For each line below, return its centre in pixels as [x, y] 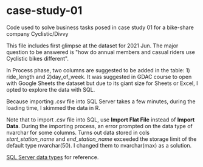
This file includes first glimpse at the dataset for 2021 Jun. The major [92, 46]
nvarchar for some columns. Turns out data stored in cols [78, 132]
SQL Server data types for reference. [53, 157]
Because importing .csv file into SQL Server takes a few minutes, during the [101, 101]
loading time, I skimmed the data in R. [53, 107]
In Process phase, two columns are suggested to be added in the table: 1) [98, 70]
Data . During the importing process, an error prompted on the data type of [99, 126]
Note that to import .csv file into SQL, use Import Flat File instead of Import [101, 120]
